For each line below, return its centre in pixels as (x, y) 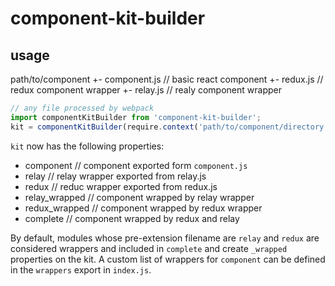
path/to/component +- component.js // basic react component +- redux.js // (167, 79)
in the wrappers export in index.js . (81, 269)
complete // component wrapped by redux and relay (132, 218)
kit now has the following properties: (87, 146)
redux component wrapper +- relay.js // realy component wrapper (146, 90)
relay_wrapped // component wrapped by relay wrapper (139, 197)
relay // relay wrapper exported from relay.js (115, 176)
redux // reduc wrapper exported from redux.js (121, 186)
